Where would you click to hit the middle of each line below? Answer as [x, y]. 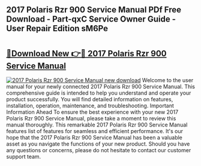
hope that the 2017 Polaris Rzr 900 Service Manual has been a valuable [94, 138]
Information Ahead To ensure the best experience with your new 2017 [92, 112]
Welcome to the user [168, 80]
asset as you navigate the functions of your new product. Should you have [98, 144]
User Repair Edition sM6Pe [57, 28]
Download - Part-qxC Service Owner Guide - [91, 19]
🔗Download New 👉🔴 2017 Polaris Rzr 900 [86, 53]
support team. [24, 156]
